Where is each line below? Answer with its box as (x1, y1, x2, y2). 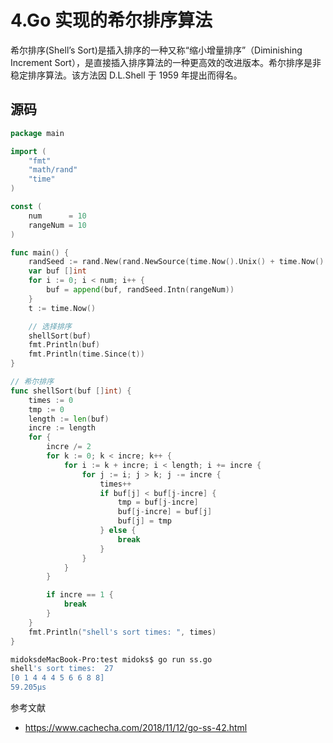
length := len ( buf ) (28, 414, 110, 424)
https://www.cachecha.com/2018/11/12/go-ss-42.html (24, 722, 248, 733)
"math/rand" (28, 165, 78, 175)
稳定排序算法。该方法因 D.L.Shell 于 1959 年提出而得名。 (10, 69, 243, 81)
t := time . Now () (28, 303, 97, 313)
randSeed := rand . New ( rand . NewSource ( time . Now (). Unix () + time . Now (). (28, 257, 329, 267)
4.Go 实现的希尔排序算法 (10, 9, 213, 32)
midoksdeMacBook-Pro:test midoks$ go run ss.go (10, 654, 213, 665)
